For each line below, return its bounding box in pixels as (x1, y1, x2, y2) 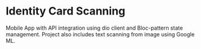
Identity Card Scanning (5, 4, 126, 18)
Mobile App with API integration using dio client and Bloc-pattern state (5, 24, 183, 31)
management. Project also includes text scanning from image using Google (5, 30, 195, 38)
